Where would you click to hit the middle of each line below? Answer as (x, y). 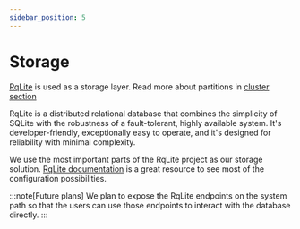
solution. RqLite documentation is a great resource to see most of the (137, 169)
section (23, 96)
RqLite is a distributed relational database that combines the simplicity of (143, 114)
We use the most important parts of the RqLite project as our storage (136, 159)
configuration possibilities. (58, 178)
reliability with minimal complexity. (73, 142)
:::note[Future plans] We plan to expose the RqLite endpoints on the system (148, 195)
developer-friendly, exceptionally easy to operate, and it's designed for (140, 132)
